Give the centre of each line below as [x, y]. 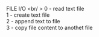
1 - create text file [28, 15]
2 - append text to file [33, 21]
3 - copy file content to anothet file [49, 27]
